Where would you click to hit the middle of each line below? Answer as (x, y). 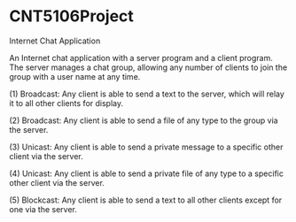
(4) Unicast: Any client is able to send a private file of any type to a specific (146, 173)
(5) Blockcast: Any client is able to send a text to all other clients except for (146, 200)
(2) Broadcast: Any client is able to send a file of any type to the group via (144, 120)
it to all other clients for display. (66, 103)
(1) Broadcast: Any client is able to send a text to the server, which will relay (147, 94)
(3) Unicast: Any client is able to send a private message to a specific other (146, 147)
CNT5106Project (72, 16)
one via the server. (43, 209)
